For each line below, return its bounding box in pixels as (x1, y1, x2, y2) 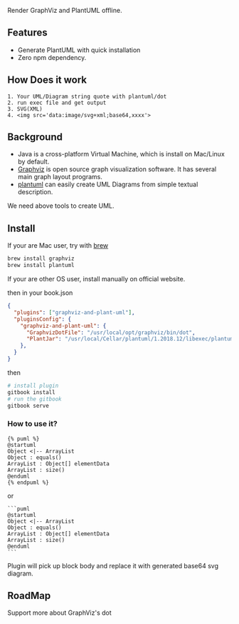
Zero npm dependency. (17, 53, 87, 61)
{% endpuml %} (7, 478, 50, 486)
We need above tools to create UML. (7, 201, 115, 210)
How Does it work (7, 74, 87, 86)
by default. (17, 157, 50, 166)
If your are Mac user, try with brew (7, 241, 109, 250)
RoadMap (7, 590, 51, 602)
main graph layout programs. (17, 173, 103, 181)
